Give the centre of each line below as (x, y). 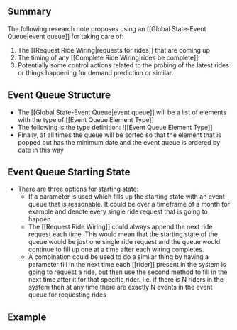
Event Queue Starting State (69, 172)
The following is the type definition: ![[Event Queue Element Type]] (115, 127)
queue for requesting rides (67, 295)
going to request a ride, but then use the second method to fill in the (128, 272)
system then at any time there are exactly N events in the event (120, 287)
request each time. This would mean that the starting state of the (123, 234)
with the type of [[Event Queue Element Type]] (86, 119)
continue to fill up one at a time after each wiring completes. (116, 249)
